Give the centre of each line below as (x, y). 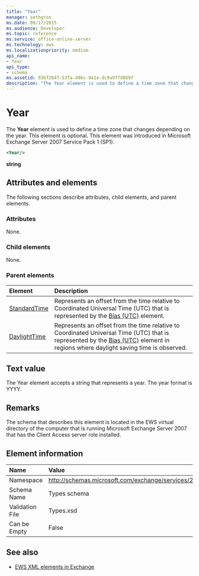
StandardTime (29, 308)
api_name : (18, 56)
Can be (19, 524)
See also (22, 553)
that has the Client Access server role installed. (64, 435)
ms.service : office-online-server (49, 39)
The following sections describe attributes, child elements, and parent (91, 197)
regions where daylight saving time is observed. (121, 347)
